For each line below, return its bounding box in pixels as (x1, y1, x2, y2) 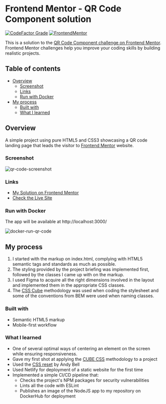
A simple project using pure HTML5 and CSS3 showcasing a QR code (5, 137, 148, 143)
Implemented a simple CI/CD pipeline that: (12, 372, 99, 378)
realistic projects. (5, 50, 41, 56)
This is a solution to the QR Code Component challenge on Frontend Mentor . (5, 39, 162, 45)
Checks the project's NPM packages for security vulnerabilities (19, 377, 150, 383)
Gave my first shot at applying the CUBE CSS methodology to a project (12, 356, 158, 362)
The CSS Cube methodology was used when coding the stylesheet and (12, 288, 159, 294)
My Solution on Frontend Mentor (12, 190, 79, 196)
